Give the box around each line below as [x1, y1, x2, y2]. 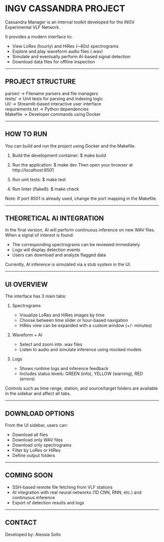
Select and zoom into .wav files [19, 341, 82, 347]
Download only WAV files [12, 437, 63, 442]
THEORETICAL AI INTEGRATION [5, 214, 104, 222]
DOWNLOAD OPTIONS [5, 409, 75, 417]
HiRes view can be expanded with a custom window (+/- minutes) [19, 323, 152, 329]
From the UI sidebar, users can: [5, 422, 68, 428]
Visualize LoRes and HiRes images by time [19, 312, 105, 318]
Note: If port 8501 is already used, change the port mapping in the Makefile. [5, 195, 158, 201]
